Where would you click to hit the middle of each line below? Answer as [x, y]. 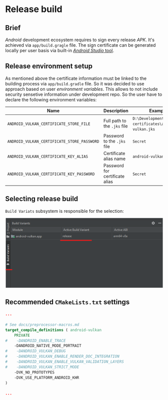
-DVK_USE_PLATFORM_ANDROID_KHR [47, 377]
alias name [114, 159]
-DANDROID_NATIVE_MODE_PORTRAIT [48, 346]
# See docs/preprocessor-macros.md [42, 325]
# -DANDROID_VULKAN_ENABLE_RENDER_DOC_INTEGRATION [62, 357]
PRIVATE [22, 335]
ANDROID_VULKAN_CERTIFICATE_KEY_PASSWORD [51, 174]
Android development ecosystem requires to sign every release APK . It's [80, 40]
